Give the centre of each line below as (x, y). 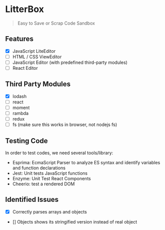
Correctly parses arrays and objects (50, 211)
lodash (19, 96)
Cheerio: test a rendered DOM (44, 184)
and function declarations (39, 168)
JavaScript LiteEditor (34, 51)
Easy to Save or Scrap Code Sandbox (56, 23)
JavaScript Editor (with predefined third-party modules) (70, 62)
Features (19, 39)
